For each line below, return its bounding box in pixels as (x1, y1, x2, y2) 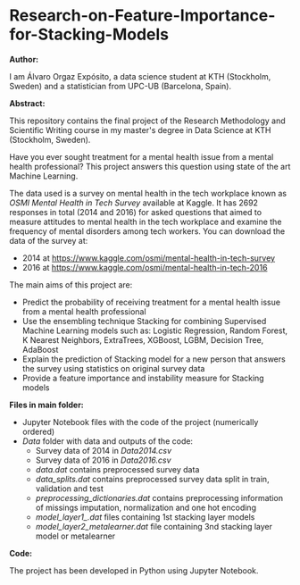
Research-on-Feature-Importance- (9, 5, 276, 26)
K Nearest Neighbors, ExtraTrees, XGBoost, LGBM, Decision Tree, (21, 334, 264, 345)
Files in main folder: (9, 399, 85, 410)
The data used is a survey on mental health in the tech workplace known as (9, 188, 287, 198)
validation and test (35, 483, 104, 494)
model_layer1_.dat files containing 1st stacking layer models (35, 511, 255, 522)
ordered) (21, 426, 55, 437)
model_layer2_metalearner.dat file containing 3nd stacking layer (35, 521, 272, 531)
